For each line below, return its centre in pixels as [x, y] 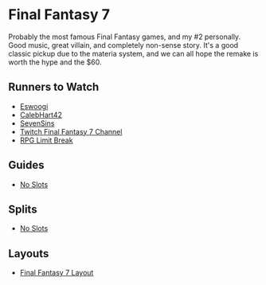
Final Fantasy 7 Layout [57, 273]
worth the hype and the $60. [55, 62]
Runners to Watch [54, 87]
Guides [27, 165]
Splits [23, 209]
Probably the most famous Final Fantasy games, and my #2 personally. [125, 37]
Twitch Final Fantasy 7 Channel [71, 131]
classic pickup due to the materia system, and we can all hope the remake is [133, 53]
